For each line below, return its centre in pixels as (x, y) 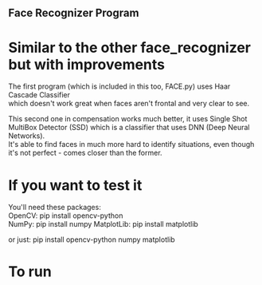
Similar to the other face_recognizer (130, 47)
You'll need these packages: (55, 208)
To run (30, 272)
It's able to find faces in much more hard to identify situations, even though (131, 144)
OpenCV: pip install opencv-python (66, 216)
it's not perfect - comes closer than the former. (85, 153)
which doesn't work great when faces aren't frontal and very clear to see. (129, 104)
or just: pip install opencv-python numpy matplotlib (92, 239)
